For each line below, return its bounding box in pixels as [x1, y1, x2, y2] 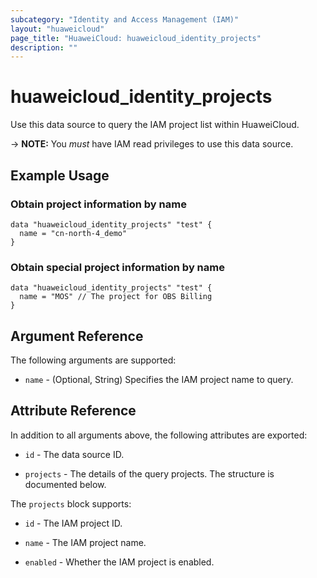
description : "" [10, 42, 78, 53]
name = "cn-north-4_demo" [19, 228, 128, 238]
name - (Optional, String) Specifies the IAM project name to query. [24, 373, 294, 385]
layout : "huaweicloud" [10, 24, 105, 34]
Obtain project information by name [10, 197, 187, 211]
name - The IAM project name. [24, 536, 147, 548]
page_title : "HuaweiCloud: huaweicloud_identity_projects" [10, 33, 262, 43]
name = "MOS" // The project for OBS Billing [19, 292, 213, 302]
